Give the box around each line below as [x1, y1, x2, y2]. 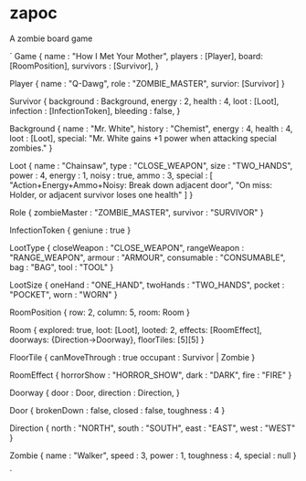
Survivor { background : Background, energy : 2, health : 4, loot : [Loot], [9, 95, 280, 107]
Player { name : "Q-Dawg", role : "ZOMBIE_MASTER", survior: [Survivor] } [9, 78, 285, 89]
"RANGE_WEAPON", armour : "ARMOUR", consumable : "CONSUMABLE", [9, 252, 286, 263]
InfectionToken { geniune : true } [9, 225, 131, 235]
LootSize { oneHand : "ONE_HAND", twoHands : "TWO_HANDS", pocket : [9, 279, 285, 290]
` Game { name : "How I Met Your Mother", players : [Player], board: [9, 50, 263, 61]
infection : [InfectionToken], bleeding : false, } [9, 105, 181, 116]
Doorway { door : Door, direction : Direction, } [9, 387, 180, 398]
